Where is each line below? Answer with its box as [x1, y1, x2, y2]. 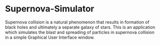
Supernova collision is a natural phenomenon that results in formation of [5, 19, 150, 25]
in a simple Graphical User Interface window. [5, 34, 95, 40]
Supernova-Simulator [5, 3, 94, 14]
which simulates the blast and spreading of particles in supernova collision [5, 29, 155, 35]
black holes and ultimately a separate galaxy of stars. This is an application [5, 24, 156, 30]
